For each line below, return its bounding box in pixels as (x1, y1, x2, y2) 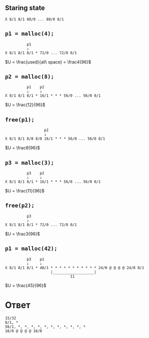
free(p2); (5, 202, 35, 209)
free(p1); (5, 116, 35, 123)
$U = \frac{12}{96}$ (5, 102, 46, 108)
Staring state (5, 4, 45, 12)
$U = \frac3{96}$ (5, 231, 40, 236)
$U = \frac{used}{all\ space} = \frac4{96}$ (5, 59, 91, 65)
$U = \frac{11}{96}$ (5, 188, 45, 194)
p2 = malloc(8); (5, 73, 54, 80)
